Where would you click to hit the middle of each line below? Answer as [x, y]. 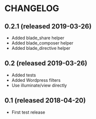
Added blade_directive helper [41, 48]
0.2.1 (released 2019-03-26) [48, 26]
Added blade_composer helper [42, 43]
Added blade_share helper [38, 38]
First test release [28, 112]
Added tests [24, 75]
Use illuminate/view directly [39, 85]
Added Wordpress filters [36, 80]
